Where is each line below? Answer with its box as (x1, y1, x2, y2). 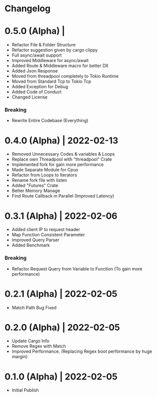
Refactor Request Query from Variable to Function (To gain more (11, 265, 143, 271)
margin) (11, 354, 28, 360)
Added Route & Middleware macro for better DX (11, 63, 109, 69)
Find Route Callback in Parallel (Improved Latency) (11, 193, 114, 199)
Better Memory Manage (11, 188, 60, 194)
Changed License (11, 94, 48, 100)
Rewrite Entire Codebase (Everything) (11, 118, 89, 124)
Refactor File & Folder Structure (11, 42, 76, 48)
